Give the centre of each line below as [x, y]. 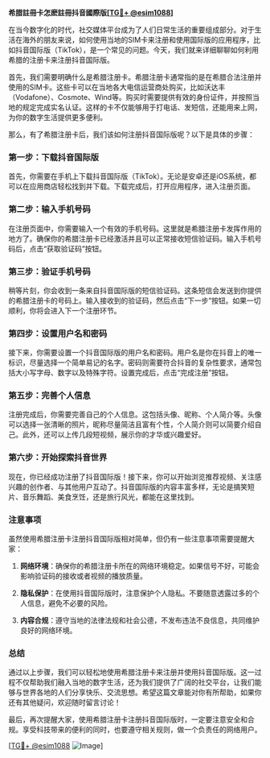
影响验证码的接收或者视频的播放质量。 [83, 576]
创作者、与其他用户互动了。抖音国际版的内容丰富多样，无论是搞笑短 [142, 487]
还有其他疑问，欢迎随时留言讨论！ [65, 702]
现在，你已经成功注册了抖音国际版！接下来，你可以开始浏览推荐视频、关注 [131, 476]
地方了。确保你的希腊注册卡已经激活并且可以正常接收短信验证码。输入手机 [131, 238]
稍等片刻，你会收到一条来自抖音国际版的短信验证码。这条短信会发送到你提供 [135, 290]
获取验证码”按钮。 [77, 248]
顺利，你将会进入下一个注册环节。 [65, 310]
